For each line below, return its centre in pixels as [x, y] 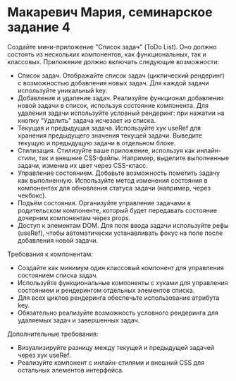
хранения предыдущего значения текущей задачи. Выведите [110, 135]
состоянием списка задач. [58, 275]
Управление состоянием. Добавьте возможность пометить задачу [119, 173]
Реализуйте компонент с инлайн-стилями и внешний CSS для [111, 362]
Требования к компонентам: [50, 254]
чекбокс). [32, 195]
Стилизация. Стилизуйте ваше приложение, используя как [106, 150]
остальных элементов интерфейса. [71, 370]
